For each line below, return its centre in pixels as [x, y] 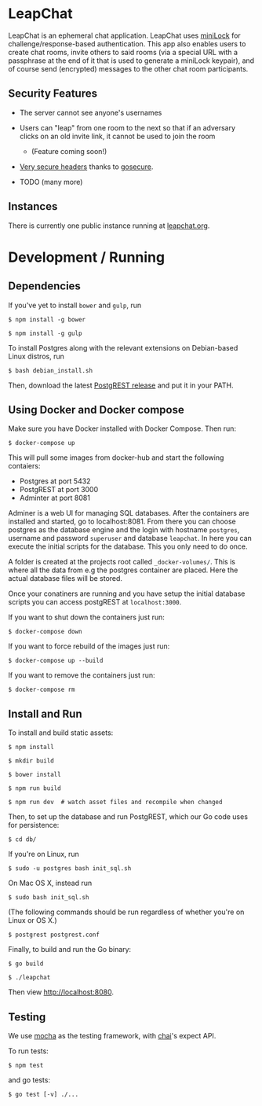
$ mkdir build [31, 761]
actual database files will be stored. [65, 579]
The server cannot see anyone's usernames [91, 112]
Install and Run [45, 713]
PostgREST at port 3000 [59, 490]
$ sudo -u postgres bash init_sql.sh [70, 869]
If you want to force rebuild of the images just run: [89, 646]
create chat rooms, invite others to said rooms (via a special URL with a [123, 52]
